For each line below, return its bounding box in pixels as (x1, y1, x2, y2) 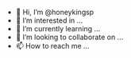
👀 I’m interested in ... (15, 16, 83, 25)
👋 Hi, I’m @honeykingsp (15, 8, 94, 16)
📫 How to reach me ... (15, 42, 90, 50)
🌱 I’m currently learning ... (15, 24, 101, 33)
